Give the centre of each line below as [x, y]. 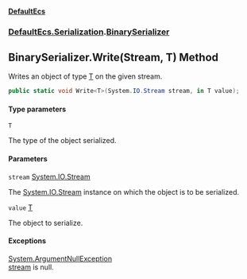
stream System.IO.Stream [49, 176]
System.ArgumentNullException [60, 258]
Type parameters [37, 109]
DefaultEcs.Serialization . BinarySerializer [89, 32]
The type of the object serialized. [62, 141]
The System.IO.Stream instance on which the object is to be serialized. [124, 192]
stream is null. [31, 267]
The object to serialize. [46, 223]
